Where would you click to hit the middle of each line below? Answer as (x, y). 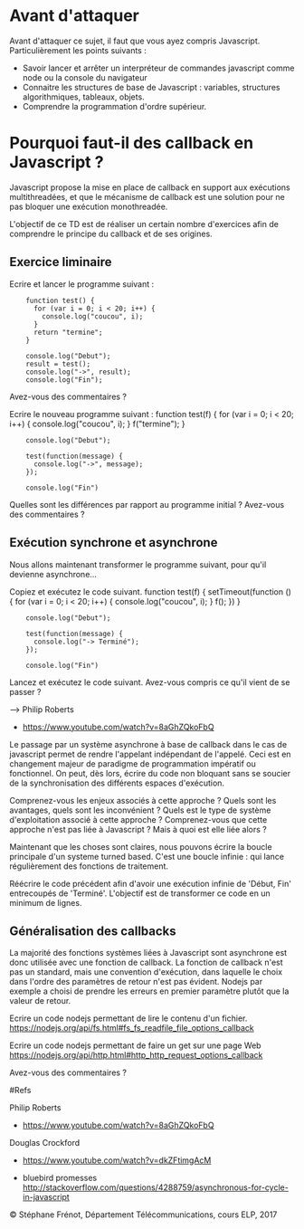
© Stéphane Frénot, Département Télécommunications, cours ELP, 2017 (143, 1215)
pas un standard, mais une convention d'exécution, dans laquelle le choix (146, 972)
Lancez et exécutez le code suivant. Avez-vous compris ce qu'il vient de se (150, 682)
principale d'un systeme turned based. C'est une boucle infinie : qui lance (147, 856)
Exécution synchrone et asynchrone (114, 543)
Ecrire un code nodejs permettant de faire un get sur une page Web (135, 1045)
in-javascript (46, 1197)
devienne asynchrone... (53, 574)
